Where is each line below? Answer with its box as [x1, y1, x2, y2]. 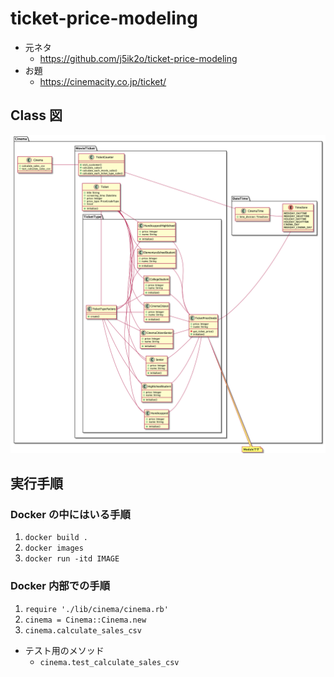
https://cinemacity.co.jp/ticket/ [39, 75, 167, 87]
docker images [24, 543, 84, 554]
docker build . [24, 533, 89, 543]
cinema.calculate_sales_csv [24, 625, 142, 636]
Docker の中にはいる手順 [10, 508, 131, 522]
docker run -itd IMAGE [24, 554, 120, 564]
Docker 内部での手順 [10, 579, 111, 593]
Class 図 [10, 107, 63, 124]
